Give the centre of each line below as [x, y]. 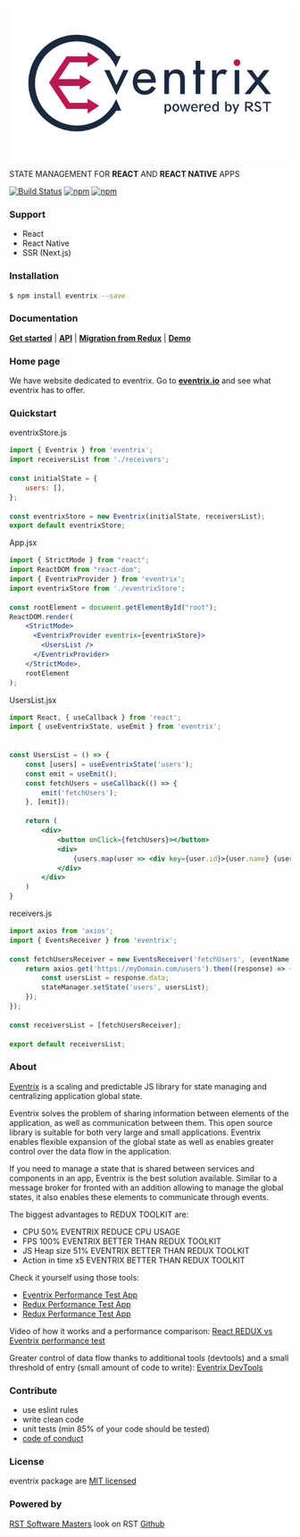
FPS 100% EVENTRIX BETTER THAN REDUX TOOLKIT [121, 1241]
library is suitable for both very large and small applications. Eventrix [135, 1132]
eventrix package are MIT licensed [73, 1481]
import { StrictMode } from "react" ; [79, 560]
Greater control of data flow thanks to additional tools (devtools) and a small [149, 1357]
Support [28, 214]
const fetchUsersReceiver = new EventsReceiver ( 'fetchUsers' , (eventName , [151, 959]
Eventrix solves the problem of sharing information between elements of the [149, 1113]
